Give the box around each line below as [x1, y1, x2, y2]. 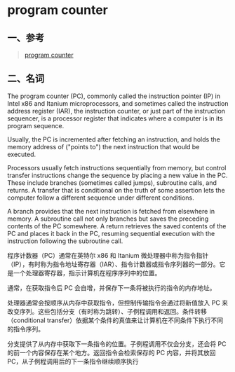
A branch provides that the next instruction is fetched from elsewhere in [7, 207, 215, 215]
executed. [7, 150, 36, 158]
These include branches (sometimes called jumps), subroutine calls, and [7, 178, 217, 187]
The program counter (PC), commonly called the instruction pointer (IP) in [7, 92, 221, 100]
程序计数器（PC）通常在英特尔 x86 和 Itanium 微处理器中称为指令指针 [7, 251, 209, 259]
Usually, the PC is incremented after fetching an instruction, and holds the [7, 135, 221, 144]
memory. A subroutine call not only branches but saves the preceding [7, 214, 209, 223]
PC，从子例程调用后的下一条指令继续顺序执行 [7, 357, 139, 366]
